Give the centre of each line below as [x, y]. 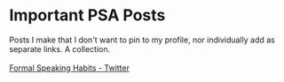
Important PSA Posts [87, 15]
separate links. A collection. [60, 48]
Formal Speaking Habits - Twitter [70, 68]
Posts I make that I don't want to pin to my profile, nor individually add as [142, 40]
